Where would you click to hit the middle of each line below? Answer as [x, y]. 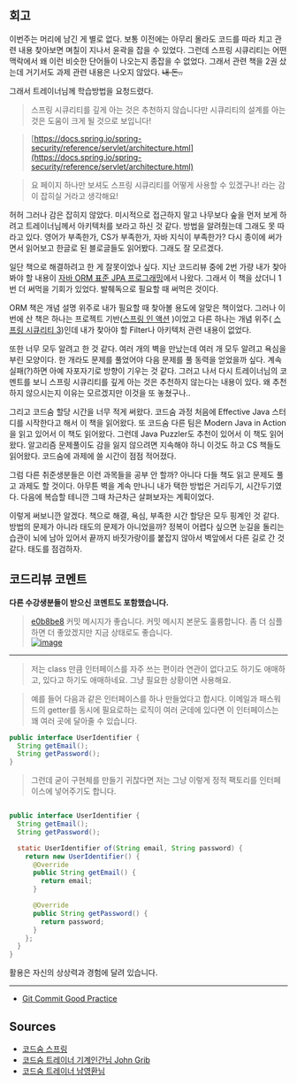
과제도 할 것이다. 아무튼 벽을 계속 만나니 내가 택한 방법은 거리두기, [131, 486]
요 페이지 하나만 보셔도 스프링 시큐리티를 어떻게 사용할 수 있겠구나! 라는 [153, 185]
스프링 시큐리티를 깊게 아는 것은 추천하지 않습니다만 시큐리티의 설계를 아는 [158, 110]
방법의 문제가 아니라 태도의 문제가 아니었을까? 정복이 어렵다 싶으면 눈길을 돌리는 [147, 527]
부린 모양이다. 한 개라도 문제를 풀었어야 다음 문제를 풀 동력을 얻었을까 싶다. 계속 [146, 359]
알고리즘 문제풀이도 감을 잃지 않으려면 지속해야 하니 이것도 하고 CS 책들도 [154, 444]
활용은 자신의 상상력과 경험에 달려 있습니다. [84, 973]
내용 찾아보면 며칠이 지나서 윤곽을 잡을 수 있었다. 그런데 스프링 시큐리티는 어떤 [152, 50]
